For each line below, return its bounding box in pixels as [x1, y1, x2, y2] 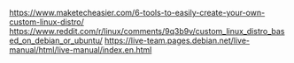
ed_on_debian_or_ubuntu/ [9, 35, 104, 45]
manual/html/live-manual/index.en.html [9, 45, 152, 55]
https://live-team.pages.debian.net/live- [104, 35, 251, 45]
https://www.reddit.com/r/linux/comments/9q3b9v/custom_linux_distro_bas [9, 26, 285, 36]
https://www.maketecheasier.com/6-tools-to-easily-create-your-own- [9, 8, 266, 17]
